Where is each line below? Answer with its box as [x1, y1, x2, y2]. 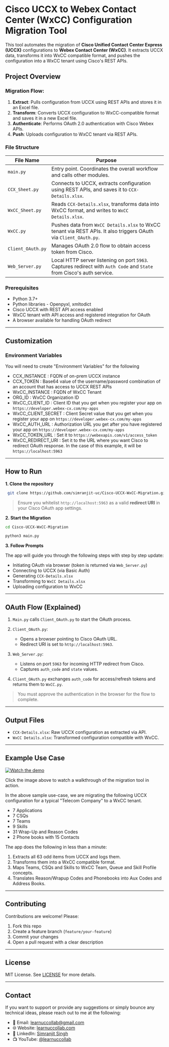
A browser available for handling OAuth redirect [12, 317, 112, 323]
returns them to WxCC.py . [12, 681, 63, 687]
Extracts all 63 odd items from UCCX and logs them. [12, 853, 121, 859]
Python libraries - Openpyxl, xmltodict [12, 301, 92, 307]
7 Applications [12, 807, 43, 813]
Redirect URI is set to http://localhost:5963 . [20, 642, 114, 648]
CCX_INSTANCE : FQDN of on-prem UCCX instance [12, 373, 120, 379]
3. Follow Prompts [5, 543, 44, 549]
